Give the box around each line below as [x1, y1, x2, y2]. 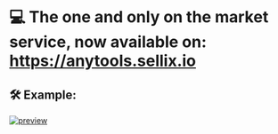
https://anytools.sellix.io [9, 51, 197, 71]
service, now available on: [9, 32, 207, 52]
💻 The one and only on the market [9, 7, 269, 28]
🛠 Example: [9, 87, 78, 102]
